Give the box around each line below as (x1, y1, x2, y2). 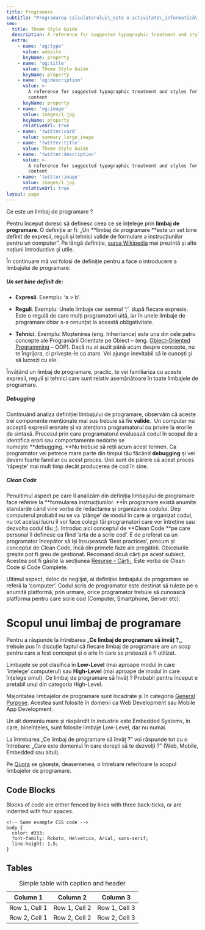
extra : (12, 37, 29, 43)
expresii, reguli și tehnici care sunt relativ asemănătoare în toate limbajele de (6, 374, 198, 382)
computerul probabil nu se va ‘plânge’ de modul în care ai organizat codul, (6, 511, 193, 519)
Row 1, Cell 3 (97, 904, 135, 912)
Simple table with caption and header (19, 879, 126, 888)
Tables (6, 863, 32, 873)
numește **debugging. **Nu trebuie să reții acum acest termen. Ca (6, 443, 177, 450)
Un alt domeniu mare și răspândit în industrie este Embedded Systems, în (6, 717, 191, 725)
